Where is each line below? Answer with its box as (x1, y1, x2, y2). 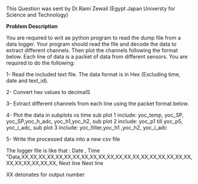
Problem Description (6, 23, 58, 30)
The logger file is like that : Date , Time (6, 147, 100, 154)
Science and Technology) (6, 11, 69, 18)
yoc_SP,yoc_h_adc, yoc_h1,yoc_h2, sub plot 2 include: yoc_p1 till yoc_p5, (6, 118, 183, 125)
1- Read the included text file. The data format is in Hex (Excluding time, (6, 71, 181, 78)
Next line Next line (59, 160, 103, 166)
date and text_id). (6, 77, 49, 84)
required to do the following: (6, 59, 75, 66)
